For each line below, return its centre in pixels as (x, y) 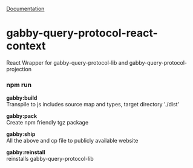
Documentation (25, 9)
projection (19, 69)
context (26, 46)
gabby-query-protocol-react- (82, 33)
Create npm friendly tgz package (47, 123)
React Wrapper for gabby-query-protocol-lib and (67, 62)
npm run (19, 85)
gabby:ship (21, 134)
